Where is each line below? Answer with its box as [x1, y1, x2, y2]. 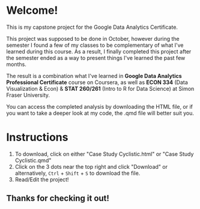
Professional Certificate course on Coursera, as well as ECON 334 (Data [6, 79, 188, 86]
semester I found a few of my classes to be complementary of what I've [6, 41, 184, 49]
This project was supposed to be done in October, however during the [6, 35, 180, 42]
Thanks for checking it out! [6, 193, 110, 204]
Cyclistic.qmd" [14, 157, 52, 164]
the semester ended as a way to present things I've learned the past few [6, 54, 186, 61]
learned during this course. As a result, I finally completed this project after [6, 47, 192, 55]
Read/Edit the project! [14, 175, 69, 183]
